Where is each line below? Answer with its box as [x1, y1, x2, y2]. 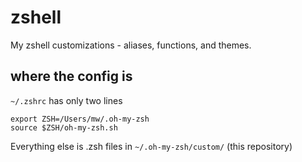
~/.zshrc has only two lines [10, 94, 123, 106]
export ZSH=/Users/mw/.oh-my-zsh [10, 114, 150, 124]
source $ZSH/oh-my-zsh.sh [10, 122, 118, 133]
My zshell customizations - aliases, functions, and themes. [10, 39, 252, 51]
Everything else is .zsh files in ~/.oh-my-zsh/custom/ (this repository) [10, 140, 293, 152]
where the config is [10, 68, 133, 85]
